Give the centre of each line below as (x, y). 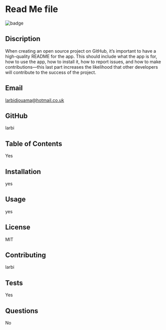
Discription (23, 39)
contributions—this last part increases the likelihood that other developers (81, 67)
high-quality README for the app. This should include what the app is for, (81, 56)
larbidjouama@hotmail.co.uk (35, 100)
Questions (22, 311)
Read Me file (32, 9)
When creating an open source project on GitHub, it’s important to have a (81, 51)
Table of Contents (34, 144)
